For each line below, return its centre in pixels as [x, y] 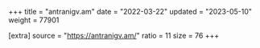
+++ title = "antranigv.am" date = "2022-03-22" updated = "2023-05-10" [130, 12]
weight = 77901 [34, 20]
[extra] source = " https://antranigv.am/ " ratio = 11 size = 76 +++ [114, 36]
